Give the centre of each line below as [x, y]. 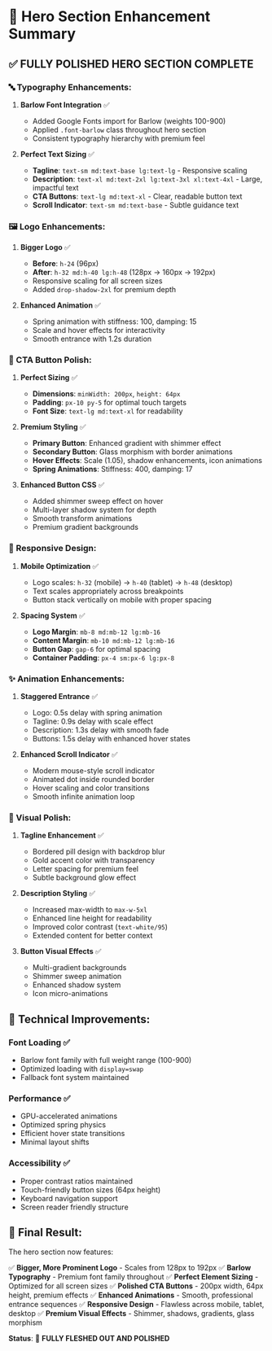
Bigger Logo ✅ [45, 247]
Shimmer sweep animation [77, 977]
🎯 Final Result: [46, 1233]
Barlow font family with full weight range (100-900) [106, 1060]
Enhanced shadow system [77, 985]
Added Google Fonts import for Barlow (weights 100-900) [129, 120]
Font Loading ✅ [39, 1043]
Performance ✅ [39, 1098]
